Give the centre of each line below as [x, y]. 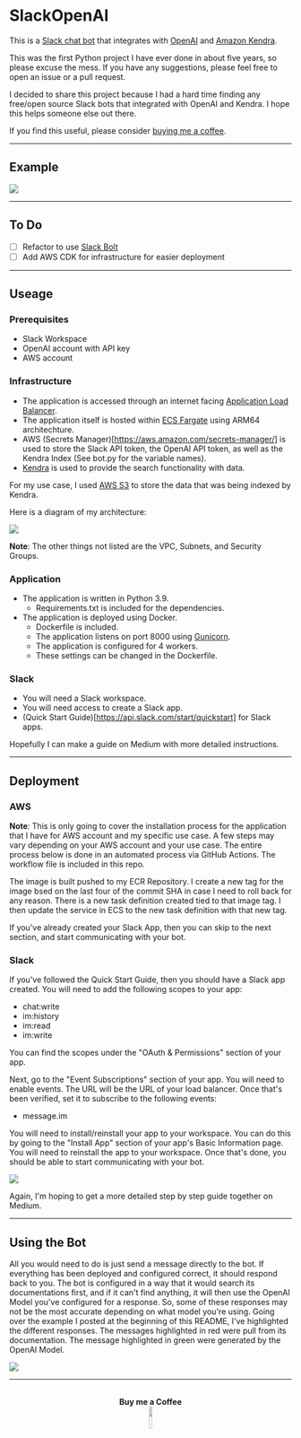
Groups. [24, 555]
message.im [45, 1116]
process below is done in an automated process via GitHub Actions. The [142, 854]
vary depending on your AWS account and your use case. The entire [136, 845]
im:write [37, 1035]
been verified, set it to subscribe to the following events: [113, 1099]
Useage [31, 294]
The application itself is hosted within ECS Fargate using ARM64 [141, 420]
